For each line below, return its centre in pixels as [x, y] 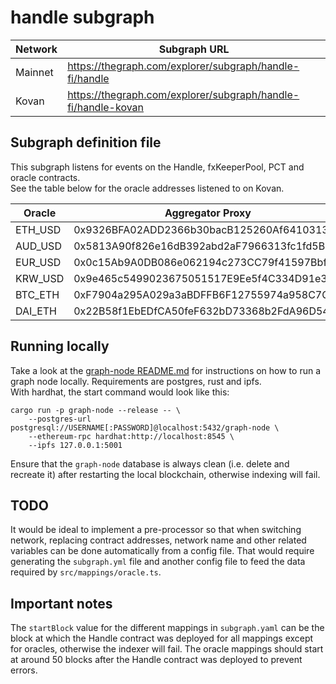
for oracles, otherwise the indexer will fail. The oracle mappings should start [167, 649]
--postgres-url [60, 419]
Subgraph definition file [86, 142]
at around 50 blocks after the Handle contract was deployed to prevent [156, 660]
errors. [24, 670]
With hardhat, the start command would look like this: [120, 392]
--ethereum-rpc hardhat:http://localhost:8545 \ [131, 436]
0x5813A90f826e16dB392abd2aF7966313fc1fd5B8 [202, 246]
